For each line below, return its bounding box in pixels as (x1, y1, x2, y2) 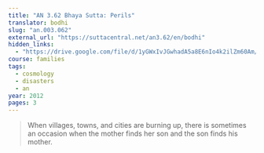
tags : (8, 63, 26, 71)
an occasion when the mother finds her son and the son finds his (27, 129, 238, 138)
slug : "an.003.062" (8, 26, 72, 34)
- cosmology (15, 70, 55, 78)
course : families (8, 56, 65, 64)
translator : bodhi (8, 19, 68, 27)
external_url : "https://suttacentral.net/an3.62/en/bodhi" (8, 33, 206, 42)
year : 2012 (8, 92, 44, 100)
